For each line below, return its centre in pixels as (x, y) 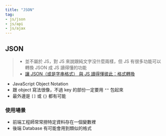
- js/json (15, 19)
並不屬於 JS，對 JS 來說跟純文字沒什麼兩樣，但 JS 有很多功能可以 (93, 61)
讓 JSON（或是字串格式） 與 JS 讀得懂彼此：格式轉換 (80, 73)
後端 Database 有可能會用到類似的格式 (52, 128)
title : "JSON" (20, 10)
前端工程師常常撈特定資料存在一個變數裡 (54, 122)
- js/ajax (15, 28)
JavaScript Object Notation (40, 83)
